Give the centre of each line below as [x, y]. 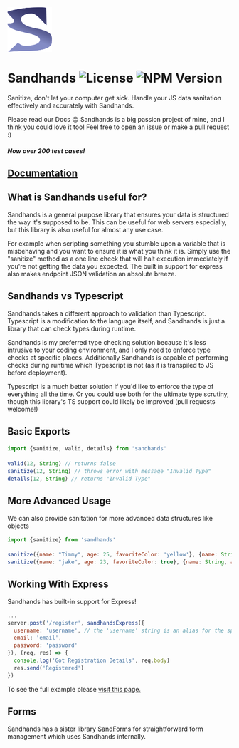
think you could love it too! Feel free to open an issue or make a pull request [118, 127]
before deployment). [37, 373]
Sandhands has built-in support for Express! [72, 601]
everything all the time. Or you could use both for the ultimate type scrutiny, [118, 394]
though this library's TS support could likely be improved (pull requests [111, 401]
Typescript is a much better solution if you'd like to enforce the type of [111, 386]
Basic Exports [39, 431]
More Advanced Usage [59, 501]
